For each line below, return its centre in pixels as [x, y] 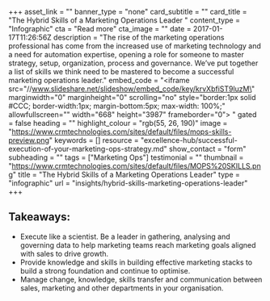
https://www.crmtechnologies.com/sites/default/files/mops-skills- [122, 132]
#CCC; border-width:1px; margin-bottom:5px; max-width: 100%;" [117, 106]
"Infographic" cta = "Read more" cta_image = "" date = [100, 29]
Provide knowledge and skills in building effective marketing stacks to [136, 262]
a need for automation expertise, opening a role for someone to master [126, 54]
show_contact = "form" [207, 149]
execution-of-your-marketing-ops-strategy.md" [88, 149]
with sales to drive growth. [64, 253]
